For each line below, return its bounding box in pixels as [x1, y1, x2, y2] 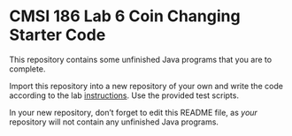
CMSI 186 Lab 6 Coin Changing [9, 6, 241, 26]
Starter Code [9, 25, 106, 45]
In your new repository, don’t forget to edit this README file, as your [9, 107, 258, 117]
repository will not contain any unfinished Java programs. [9, 117, 219, 127]
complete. [9, 64, 46, 74]
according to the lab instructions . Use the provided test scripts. [9, 90, 239, 101]
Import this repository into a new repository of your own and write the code [9, 80, 283, 91]
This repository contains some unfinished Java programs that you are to [9, 54, 273, 64]
